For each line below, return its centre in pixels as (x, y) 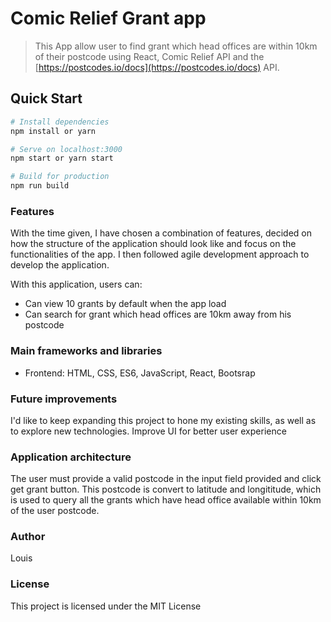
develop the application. (60, 265)
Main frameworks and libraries (86, 351)
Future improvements (64, 399)
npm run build (40, 186)
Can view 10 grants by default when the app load (125, 304)
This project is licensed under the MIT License (106, 606)
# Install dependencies (60, 122)
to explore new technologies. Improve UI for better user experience (148, 431)
